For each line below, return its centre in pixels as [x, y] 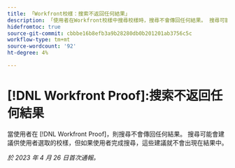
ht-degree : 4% [28, 53]
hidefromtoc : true [34, 27]
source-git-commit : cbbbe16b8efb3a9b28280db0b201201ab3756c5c [100, 33]
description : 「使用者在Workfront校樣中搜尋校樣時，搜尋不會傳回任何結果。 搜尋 [114, 20]
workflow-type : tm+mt [39, 40]
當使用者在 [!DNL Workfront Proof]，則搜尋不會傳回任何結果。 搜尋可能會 [113, 134]
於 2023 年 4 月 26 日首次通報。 [54, 157]
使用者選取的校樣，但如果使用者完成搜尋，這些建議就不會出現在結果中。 [123, 142]
